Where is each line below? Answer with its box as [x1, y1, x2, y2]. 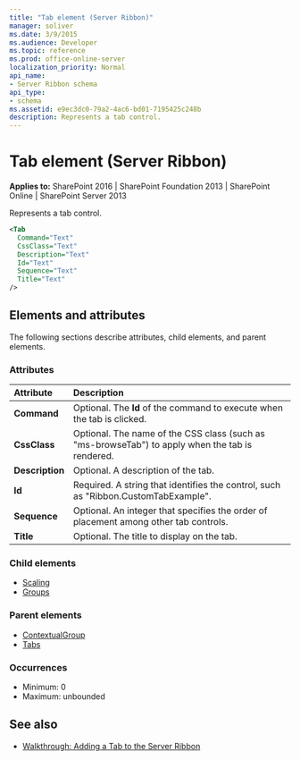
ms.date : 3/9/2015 [9, 30, 78, 38]
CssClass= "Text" [17, 241, 78, 250]
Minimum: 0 [21, 681, 67, 693]
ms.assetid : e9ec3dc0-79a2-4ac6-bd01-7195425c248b [9, 105, 202, 114]
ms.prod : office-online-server [9, 55, 126, 63]
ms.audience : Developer [9, 38, 98, 47]
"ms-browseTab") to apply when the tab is [72, 439, 253, 452]
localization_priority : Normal [9, 63, 126, 72]
